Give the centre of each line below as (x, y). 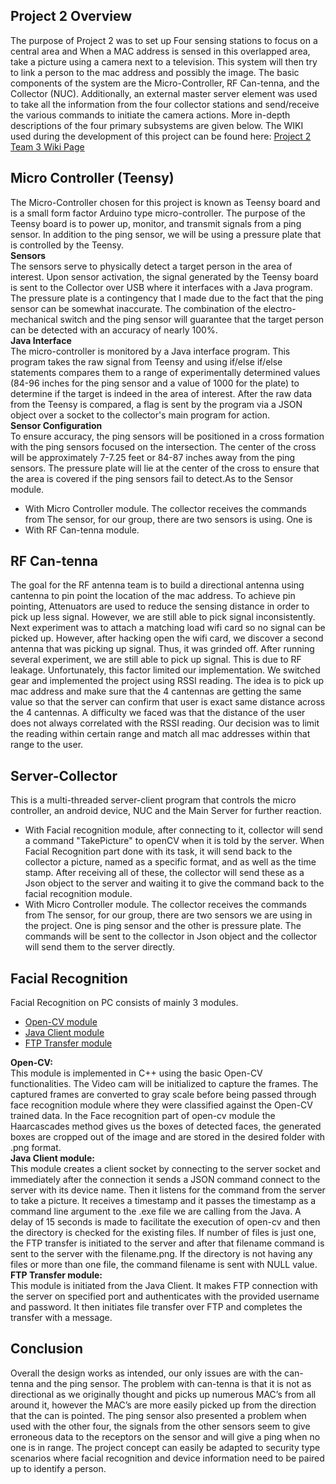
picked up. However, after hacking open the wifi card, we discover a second (167, 638)
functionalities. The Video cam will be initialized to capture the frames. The (164, 1084)
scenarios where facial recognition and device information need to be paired (167, 1458)
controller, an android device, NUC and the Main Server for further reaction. (166, 811)
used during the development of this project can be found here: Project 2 (161, 136)
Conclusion (47, 1349)
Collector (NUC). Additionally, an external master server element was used (164, 93)
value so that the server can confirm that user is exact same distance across (168, 702)
